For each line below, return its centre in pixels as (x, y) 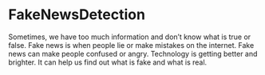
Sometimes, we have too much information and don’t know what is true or (130, 37)
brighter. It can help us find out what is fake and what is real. (108, 62)
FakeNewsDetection (77, 15)
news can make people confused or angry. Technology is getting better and (133, 53)
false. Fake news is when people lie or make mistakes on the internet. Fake (131, 45)
